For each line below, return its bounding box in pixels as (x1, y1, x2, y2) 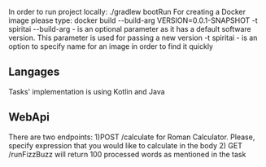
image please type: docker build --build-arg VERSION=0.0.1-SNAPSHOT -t (8, 15, 258, 25)
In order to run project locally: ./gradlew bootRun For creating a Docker (8, 7, 246, 16)
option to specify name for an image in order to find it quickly (8, 42, 214, 51)
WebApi (8, 110, 50, 125)
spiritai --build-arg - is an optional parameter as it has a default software (8, 24, 251, 33)
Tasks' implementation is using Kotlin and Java (8, 86, 165, 96)
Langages (8, 65, 60, 79)
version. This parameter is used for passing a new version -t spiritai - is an (8, 33, 258, 42)
